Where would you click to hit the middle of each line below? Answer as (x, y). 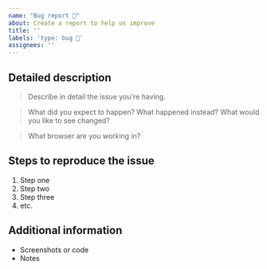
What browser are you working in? (84, 135)
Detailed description (60, 78)
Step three (37, 197)
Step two (35, 189)
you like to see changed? (69, 120)
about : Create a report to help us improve (82, 23)
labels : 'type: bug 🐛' (46, 38)
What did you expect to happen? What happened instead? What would (143, 111)
